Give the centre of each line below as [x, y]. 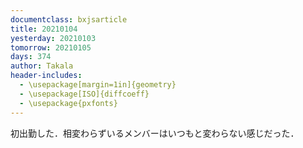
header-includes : [46, 76]
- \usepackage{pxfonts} [68, 103]
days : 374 [31, 57]
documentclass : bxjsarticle [69, 19]
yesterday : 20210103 [53, 38]
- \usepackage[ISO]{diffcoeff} [84, 94]
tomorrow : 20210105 [51, 47]
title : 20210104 [44, 29]
